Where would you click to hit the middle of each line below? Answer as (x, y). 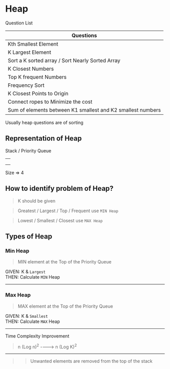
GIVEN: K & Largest (26, 272)
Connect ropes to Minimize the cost (50, 102)
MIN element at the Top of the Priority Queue (65, 262)
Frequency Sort (26, 85)
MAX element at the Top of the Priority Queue (65, 306)
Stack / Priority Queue (28, 151)
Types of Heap (29, 236)
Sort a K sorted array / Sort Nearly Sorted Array (64, 60)
